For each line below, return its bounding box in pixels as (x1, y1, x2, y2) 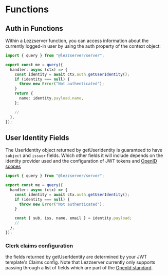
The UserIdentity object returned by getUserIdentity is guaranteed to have (5, 147, 163, 153)
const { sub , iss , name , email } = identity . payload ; (14, 215, 132, 221)
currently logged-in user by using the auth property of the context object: (5, 43, 161, 49)
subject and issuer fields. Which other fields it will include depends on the (5, 152, 163, 159)
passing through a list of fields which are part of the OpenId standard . (5, 265, 153, 271)
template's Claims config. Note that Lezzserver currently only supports (5, 259, 156, 265)
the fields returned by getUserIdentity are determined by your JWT (5, 254, 147, 260)
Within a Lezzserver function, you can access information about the (5, 37, 149, 44)
